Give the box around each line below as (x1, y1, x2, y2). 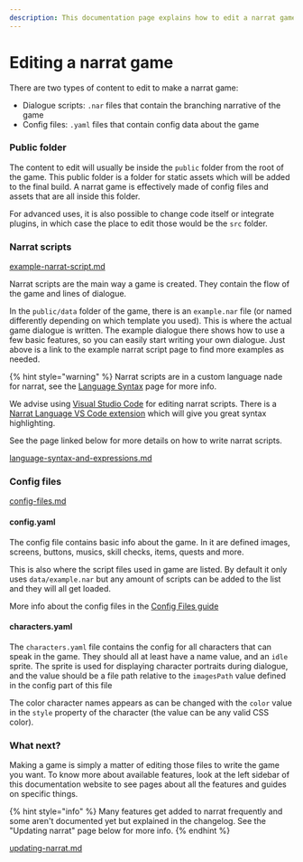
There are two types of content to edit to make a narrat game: (9, 82, 239, 93)
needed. (9, 354, 41, 365)
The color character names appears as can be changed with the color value (9, 697, 293, 708)
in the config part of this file (9, 679, 113, 690)
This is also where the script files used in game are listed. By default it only (9, 564, 288, 574)
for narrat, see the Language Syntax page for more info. (9, 381, 217, 392)
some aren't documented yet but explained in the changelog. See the (9, 816, 266, 827)
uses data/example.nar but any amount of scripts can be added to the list (9, 573, 281, 584)
